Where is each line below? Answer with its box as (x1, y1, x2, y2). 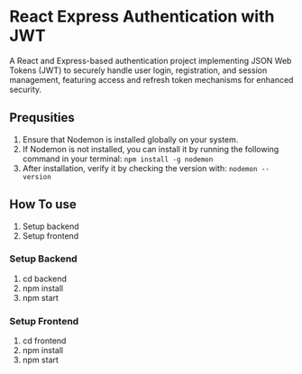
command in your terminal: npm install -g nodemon (22, 153, 214, 164)
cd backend (22, 273, 68, 284)
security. (9, 84, 42, 95)
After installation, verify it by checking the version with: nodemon (22, 162, 258, 173)
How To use (9, 196, 77, 213)
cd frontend (22, 335, 67, 346)
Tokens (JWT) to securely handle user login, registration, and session (9, 65, 268, 76)
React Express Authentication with (9, 6, 275, 27)
